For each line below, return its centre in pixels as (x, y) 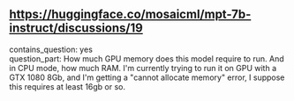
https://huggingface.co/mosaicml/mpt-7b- (130, 14)
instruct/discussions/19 (76, 29)
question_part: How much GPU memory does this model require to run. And (147, 58)
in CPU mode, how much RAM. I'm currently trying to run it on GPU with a (143, 68)
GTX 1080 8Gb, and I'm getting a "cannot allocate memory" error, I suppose (147, 77)
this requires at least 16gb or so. (68, 86)
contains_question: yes (51, 49)
